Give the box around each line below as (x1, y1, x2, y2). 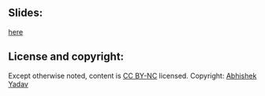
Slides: (8, 6, 43, 20)
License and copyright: (8, 50, 125, 64)
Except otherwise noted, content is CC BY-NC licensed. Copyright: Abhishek (8, 71, 257, 80)
